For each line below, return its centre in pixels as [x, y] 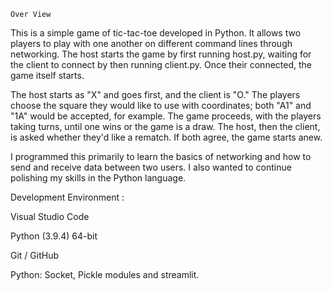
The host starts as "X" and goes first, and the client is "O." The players [155, 94]
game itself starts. [47, 75]
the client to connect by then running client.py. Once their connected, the [161, 64]
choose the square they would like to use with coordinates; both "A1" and [161, 105]
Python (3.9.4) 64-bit [54, 236]
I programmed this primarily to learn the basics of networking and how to [161, 156]
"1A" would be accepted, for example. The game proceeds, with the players [166, 116]
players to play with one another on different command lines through [151, 43]
